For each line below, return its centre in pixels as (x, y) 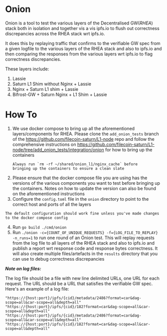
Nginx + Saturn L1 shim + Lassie (45, 89)
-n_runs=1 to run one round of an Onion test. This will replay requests (83, 238)
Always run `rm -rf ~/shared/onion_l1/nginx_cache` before (75, 164)
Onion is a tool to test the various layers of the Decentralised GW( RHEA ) (79, 23)
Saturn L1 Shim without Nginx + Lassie (52, 84)
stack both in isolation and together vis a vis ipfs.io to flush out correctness (82, 28)
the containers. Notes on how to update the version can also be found (84, 188)
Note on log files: (23, 269)
